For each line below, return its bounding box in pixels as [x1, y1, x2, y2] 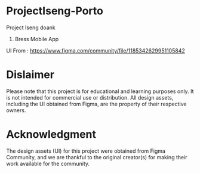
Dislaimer [6, 68, 55, 82]
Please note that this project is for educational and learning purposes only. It [6, 88, 194, 95]
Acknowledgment [6, 128, 97, 141]
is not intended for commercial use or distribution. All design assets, [6, 94, 174, 101]
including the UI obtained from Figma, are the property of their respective [6, 100, 187, 107]
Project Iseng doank [6, 24, 56, 31]
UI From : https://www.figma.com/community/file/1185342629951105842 [6, 47, 185, 54]
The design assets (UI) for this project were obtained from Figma [6, 147, 166, 155]
